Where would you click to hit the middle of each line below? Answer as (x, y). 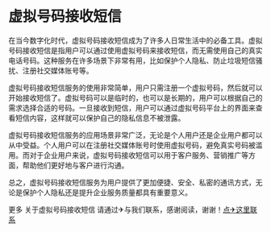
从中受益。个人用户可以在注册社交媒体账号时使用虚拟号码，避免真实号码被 (132, 145)
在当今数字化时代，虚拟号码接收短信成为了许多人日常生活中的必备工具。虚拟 (135, 40)
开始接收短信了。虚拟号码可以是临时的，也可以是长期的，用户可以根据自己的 (135, 97)
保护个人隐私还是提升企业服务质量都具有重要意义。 (107, 192)
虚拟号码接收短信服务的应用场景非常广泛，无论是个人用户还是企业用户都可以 (135, 135)
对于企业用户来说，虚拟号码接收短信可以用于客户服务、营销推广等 (139, 155)
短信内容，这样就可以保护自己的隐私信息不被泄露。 (100, 118)
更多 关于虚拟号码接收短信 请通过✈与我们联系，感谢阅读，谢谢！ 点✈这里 (129, 209)
